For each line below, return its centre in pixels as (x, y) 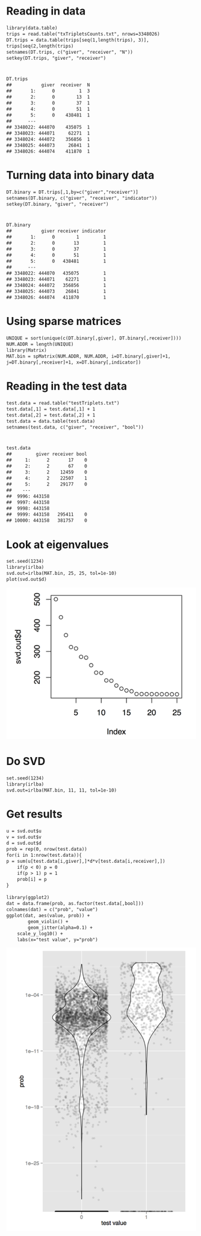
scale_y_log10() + (40, 933)
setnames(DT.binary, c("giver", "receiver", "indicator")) (82, 198)
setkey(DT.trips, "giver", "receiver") (56, 58)
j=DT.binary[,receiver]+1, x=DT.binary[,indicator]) (74, 363)
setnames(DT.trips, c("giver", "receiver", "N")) (70, 52)
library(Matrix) (26, 351)
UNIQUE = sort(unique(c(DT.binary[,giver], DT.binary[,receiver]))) (94, 338)
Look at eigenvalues (57, 544)
